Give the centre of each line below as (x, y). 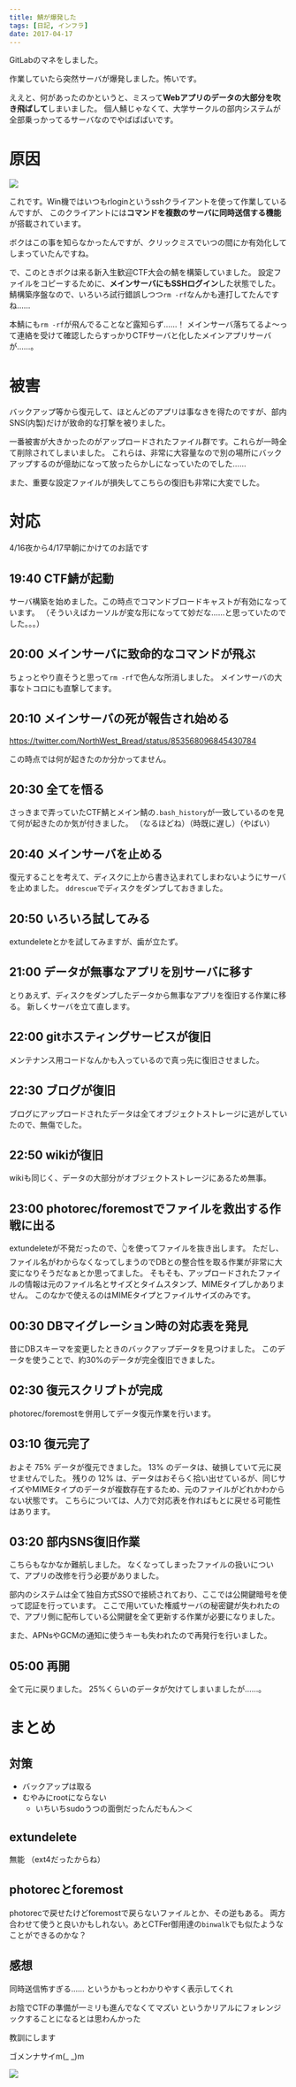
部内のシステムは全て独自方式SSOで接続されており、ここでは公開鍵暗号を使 (148, 1595)
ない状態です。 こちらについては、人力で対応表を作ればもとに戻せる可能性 (145, 1500)
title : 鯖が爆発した (43, 17)
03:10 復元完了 (50, 1444)
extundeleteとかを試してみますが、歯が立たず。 (96, 942)
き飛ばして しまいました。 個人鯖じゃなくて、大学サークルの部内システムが (145, 109)
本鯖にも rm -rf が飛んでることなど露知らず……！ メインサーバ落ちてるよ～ (144, 325)
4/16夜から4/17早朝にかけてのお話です (79, 548)
